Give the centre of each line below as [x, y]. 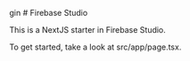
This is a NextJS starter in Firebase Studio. [88, 30]
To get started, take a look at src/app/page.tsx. [95, 47]
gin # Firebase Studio [49, 13]
